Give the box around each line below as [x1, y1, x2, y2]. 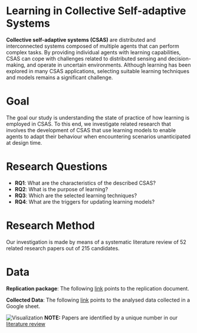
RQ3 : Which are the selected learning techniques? [14, 192, 137, 199]
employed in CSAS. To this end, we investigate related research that [6, 120, 171, 128]
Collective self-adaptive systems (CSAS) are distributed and [6, 36, 156, 43]
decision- [168, 55, 192, 62]
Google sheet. [6, 302, 40, 309]
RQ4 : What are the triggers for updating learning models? [14, 198, 155, 205]
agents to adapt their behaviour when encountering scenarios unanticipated [6, 133, 191, 140]
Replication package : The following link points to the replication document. [6, 285, 190, 292]
